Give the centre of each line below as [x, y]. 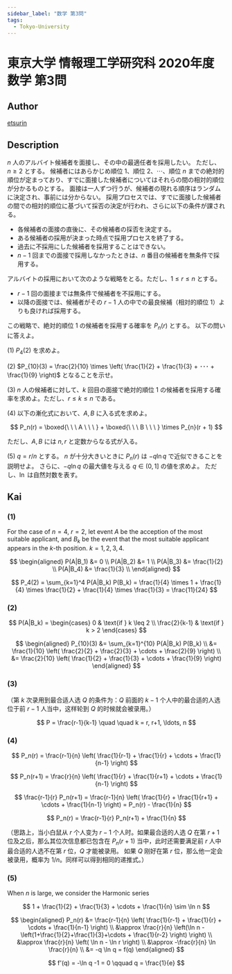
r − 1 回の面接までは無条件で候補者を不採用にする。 [91, 294]
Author [23, 106]
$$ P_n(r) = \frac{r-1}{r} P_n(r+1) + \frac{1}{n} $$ [116, 818]
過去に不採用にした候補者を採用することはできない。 [93, 246]
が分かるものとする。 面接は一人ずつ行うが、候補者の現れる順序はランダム [114, 189]
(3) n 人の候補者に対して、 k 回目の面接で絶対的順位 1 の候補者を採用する [111, 389]
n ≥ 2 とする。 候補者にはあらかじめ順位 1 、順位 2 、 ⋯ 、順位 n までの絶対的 [116, 171]
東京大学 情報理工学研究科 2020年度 [111, 63]
